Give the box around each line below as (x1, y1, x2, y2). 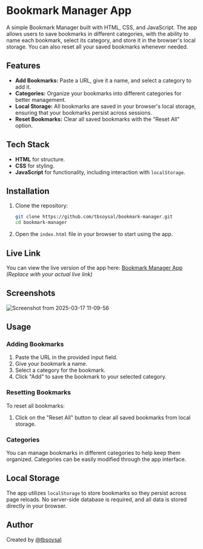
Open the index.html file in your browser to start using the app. (15, 231, 173, 238)
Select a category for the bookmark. (15, 366, 106, 374)
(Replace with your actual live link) (6, 271, 93, 278)
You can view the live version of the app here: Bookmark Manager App (6, 264, 183, 271)
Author (6, 520, 33, 530)
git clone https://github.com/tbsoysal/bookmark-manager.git (15, 214, 173, 220)
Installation (6, 186, 50, 196)
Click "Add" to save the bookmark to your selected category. (15, 373, 167, 380)
